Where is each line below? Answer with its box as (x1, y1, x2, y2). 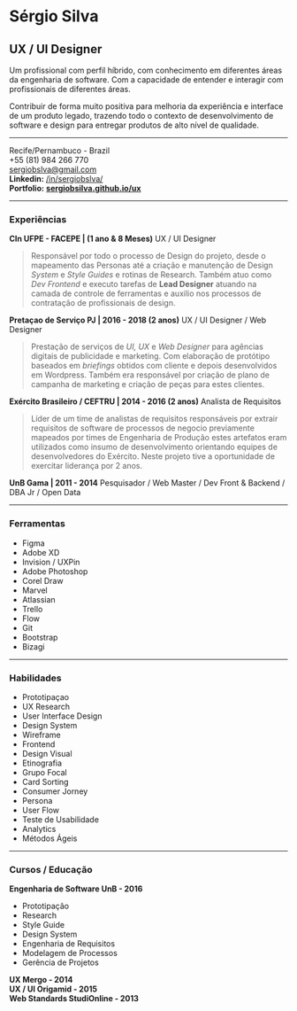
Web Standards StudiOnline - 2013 (9, 993, 140, 1004)
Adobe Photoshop (21, 565, 88, 577)
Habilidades (9, 672, 62, 684)
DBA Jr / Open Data (9, 487, 81, 498)
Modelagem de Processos (21, 948, 118, 959)
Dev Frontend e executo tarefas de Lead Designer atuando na (30, 279, 257, 290)
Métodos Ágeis (21, 833, 78, 844)
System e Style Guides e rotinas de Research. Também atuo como (30, 269, 272, 280)
